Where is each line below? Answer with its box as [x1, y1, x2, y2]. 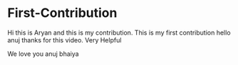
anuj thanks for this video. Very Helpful [7, 35, 122, 44]
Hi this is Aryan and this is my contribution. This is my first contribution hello [7, 28, 231, 37]
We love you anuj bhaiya [7, 49, 80, 58]
